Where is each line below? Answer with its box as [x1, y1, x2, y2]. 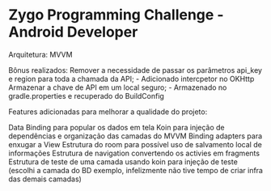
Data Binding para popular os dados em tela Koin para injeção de [8, 122, 225, 132]
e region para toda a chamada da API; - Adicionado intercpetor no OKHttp [8, 74, 255, 83]
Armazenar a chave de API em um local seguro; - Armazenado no [8, 83, 227, 92]
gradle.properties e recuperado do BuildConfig [8, 91, 164, 100]
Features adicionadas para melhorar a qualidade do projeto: [8, 107, 208, 117]
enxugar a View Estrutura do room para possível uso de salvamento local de [8, 139, 263, 149]
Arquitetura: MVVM [8, 49, 73, 59]
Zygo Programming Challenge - [8, 6, 224, 24]
